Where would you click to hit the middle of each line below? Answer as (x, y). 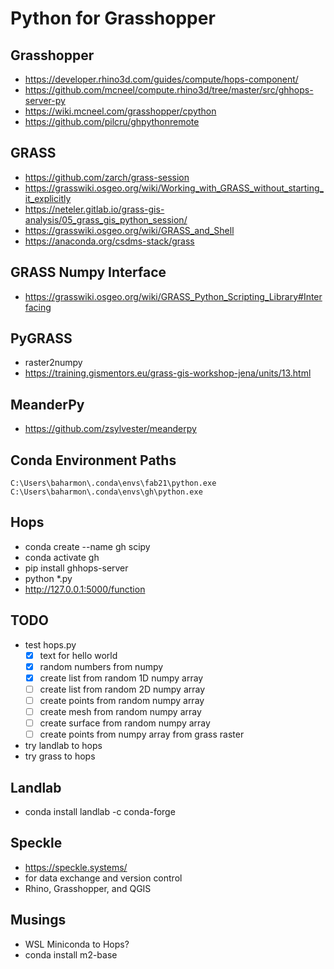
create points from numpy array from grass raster (142, 734)
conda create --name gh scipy (87, 546)
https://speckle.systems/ (76, 867)
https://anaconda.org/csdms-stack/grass (109, 241)
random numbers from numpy (101, 666)
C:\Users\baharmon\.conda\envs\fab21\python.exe (113, 483)
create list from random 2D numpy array (122, 689)
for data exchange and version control (103, 878)
